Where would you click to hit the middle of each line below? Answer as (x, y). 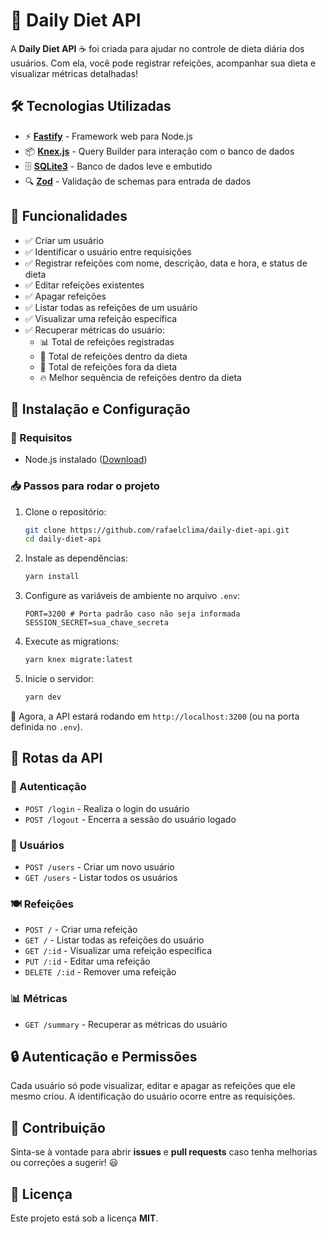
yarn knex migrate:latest (78, 660)
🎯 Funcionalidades (69, 216)
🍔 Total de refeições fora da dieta (108, 366)
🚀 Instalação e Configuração (100, 409)
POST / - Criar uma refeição (81, 930)
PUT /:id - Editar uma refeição (87, 961)
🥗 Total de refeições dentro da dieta (113, 356)
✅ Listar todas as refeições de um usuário (111, 307)
